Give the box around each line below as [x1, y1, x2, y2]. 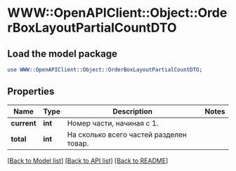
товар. [67, 138, 89, 148]
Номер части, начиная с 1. [67, 118, 159, 128]
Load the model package [7, 48, 118, 60]
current [11, 118, 37, 128]
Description [112, 107, 153, 116]
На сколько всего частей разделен [67, 130, 188, 139]
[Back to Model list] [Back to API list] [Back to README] [7, 156, 169, 165]
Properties [7, 85, 55, 97]
